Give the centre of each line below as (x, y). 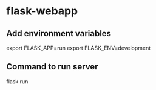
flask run (17, 81)
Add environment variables (59, 34)
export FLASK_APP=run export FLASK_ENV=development (79, 48)
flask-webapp (42, 11)
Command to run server (52, 67)
